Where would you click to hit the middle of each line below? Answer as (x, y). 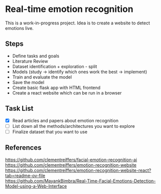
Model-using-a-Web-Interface (36, 186)
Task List (19, 109)
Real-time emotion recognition (69, 9)
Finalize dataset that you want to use (50, 132)
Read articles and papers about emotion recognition (65, 120)
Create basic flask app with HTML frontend (56, 88)
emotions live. (19, 28)
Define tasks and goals (36, 56)
